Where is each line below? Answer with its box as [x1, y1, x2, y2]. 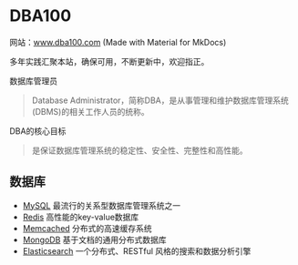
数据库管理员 [9, 75, 57, 87]
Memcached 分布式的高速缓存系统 [22, 222, 152, 233]
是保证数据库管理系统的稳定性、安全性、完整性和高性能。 [31, 145, 248, 156]
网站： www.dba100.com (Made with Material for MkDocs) [9, 36, 227, 47]
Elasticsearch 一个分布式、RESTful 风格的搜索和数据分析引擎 [22, 245, 252, 256]
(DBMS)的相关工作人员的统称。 [31, 106, 149, 117]
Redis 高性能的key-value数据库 [22, 211, 139, 222]
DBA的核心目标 [9, 125, 67, 137]
